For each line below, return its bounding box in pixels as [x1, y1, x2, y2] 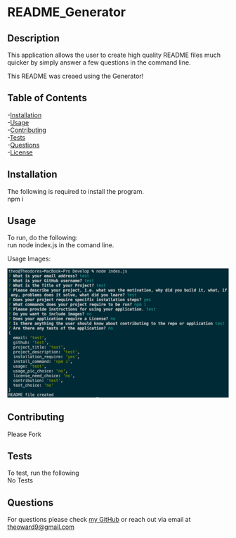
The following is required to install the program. [7, 187, 145, 195]
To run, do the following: [7, 233, 78, 242]
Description [7, 32, 60, 44]
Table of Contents [7, 92, 88, 104]
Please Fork [7, 430, 42, 438]
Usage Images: [7, 254, 51, 263]
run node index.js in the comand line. [7, 241, 114, 249]
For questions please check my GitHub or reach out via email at [7, 516, 191, 524]
